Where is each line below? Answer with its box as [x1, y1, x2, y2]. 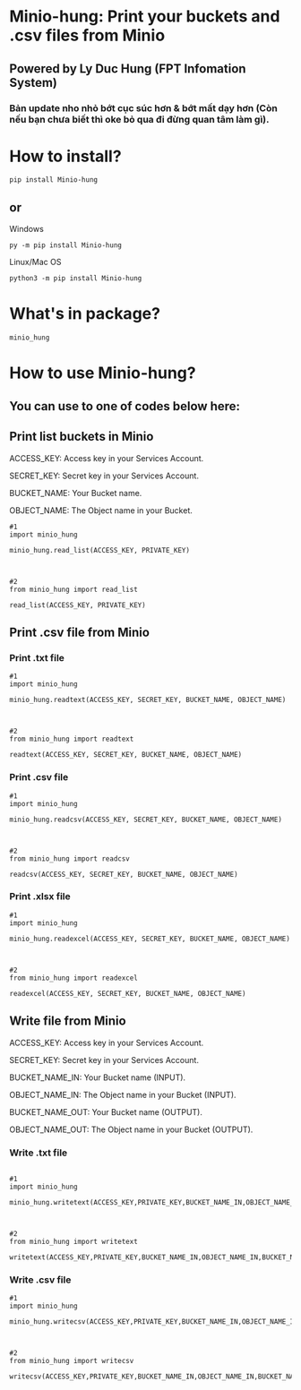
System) [9, 74, 58, 90]
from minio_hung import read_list [9, 585, 139, 594]
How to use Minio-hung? [9, 363, 196, 383]
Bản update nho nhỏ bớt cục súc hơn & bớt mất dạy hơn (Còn [9, 101, 278, 114]
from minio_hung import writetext [9, 1237, 139, 1246]
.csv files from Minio [9, 25, 166, 46]
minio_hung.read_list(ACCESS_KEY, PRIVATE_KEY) [9, 545, 191, 554]
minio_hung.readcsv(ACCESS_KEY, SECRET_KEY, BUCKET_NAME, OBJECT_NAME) [9, 815, 282, 824]
